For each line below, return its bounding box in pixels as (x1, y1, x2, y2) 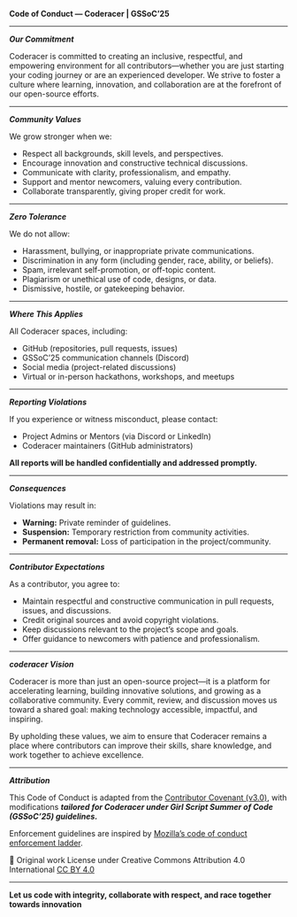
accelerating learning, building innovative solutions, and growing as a (9, 686, 262, 696)
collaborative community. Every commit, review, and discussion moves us (9, 695, 278, 705)
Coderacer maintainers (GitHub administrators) (21, 441, 194, 451)
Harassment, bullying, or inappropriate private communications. (21, 246, 255, 256)
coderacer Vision (9, 659, 74, 669)
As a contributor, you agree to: (9, 579, 120, 589)
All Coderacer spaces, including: (9, 326, 128, 336)
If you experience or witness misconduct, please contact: (9, 414, 218, 424)
